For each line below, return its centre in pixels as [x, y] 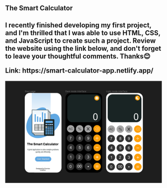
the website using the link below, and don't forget [83, 48]
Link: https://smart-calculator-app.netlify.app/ [79, 70]
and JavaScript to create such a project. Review [81, 41]
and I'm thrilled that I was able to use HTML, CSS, [83, 33]
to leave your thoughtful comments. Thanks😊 [78, 56]
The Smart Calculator [39, 8]
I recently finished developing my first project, [78, 25]
